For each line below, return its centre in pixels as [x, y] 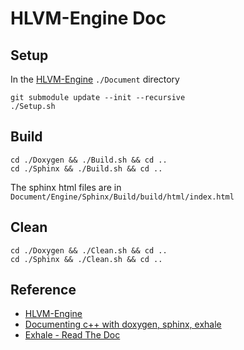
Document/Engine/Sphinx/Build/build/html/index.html [122, 197]
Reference [43, 290]
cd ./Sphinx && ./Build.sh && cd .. [86, 168]
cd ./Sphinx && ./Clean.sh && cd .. [86, 259]
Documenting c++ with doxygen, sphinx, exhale [123, 324]
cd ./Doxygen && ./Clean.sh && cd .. [89, 250]
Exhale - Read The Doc [72, 335]
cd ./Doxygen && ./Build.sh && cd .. [89, 160]
